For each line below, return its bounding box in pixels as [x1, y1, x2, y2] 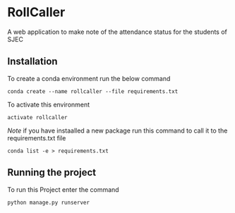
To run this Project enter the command [7, 185, 119, 194]
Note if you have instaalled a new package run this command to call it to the [7, 126, 228, 135]
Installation [7, 56, 58, 68]
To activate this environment [7, 100, 90, 109]
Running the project [7, 166, 97, 178]
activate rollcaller [7, 114, 68, 121]
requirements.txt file [7, 133, 66, 142]
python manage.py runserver [7, 199, 90, 206]
